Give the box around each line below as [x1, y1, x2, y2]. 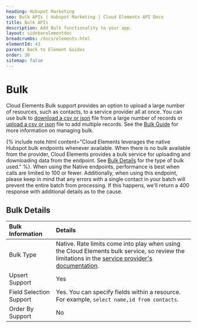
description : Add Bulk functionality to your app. [6, 25, 133, 31]
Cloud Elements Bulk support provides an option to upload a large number [6, 102, 185, 109]
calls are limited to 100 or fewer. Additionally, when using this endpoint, [6, 169, 178, 176]
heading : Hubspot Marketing [6, 8, 75, 15]
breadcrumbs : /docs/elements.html [6, 36, 91, 42]
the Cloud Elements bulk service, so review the [56, 247, 185, 255]
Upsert [9, 271, 28, 279]
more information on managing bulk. [6, 127, 94, 134]
